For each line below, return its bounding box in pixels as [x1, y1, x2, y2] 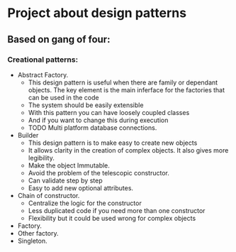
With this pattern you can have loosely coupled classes [28, 108, 190, 116]
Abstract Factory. [17, 70, 69, 79]
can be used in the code [28, 93, 99, 102]
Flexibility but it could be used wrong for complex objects [28, 214, 196, 222]
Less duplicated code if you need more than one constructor [28, 206, 206, 214]
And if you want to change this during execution [28, 116, 169, 124]
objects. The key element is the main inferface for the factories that [28, 85, 225, 94]
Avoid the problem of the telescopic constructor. [28, 168, 170, 177]
